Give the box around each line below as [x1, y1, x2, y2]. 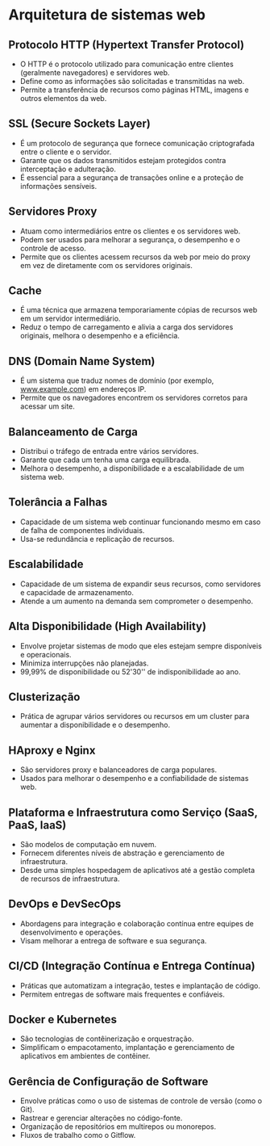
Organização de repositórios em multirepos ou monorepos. [19, 1122, 217, 1131]
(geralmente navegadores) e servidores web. [19, 68, 170, 78]
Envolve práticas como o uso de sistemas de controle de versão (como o [19, 1096, 263, 1106]
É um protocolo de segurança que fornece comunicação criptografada [19, 138, 255, 148]
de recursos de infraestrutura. [19, 874, 120, 884]
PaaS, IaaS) [8, 818, 67, 832]
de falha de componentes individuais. [19, 525, 145, 535]
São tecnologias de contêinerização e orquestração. [19, 1034, 194, 1043]
